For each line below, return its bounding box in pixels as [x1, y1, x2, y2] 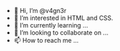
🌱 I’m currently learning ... [13, 21, 89, 29]
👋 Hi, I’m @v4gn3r [13, 7, 67, 14]
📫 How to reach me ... [13, 37, 79, 44]
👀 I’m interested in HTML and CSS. [13, 14, 114, 22]
